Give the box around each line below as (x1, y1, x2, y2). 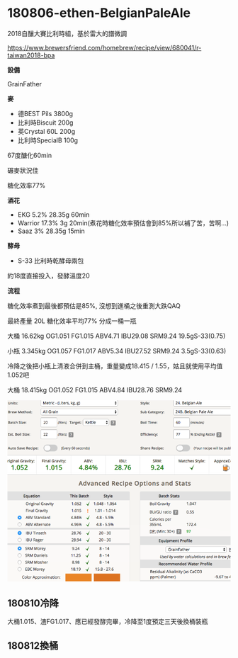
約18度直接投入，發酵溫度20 (7, 271, 90, 280)
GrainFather (7, 79, 42, 88)
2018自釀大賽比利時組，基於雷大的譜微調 (7, 29, 127, 38)
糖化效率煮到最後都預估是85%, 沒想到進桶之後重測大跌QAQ (7, 301, 181, 310)
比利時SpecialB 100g (17, 136, 79, 144)
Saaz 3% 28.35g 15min (17, 227, 85, 235)
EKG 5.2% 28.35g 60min (17, 210, 90, 219)
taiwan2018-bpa (7, 51, 55, 59)
